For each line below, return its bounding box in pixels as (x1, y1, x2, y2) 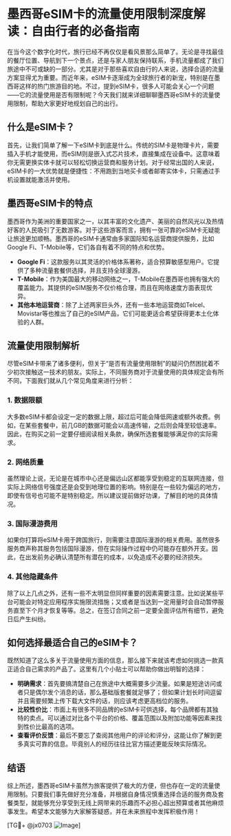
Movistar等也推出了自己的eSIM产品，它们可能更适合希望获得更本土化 (16, 309, 213, 317)
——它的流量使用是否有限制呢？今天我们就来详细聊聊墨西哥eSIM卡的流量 (7, 90, 214, 98)
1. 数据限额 (7, 395, 43, 405)
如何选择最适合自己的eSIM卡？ (7, 636, 138, 648)
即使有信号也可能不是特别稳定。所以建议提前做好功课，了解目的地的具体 (7, 491, 212, 499)
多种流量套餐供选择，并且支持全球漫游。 (29, 266, 144, 274)
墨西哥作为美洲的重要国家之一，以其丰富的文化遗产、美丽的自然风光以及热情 (7, 217, 224, 225)
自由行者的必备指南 (31, 23, 140, 39)
